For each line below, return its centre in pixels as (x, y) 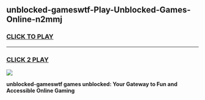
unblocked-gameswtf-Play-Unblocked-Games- (99, 10)
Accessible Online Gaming (41, 90)
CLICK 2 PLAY (27, 59)
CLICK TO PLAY (30, 37)
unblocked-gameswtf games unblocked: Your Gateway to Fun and (92, 84)
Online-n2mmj (34, 20)
